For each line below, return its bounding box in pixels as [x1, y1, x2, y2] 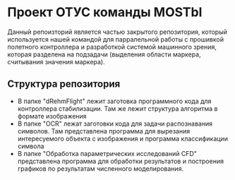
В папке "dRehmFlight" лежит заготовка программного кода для [17, 97, 212, 105]
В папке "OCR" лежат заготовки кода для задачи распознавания [17, 119, 213, 128]
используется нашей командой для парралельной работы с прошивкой [7, 35, 224, 43]
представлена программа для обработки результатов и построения [17, 157, 224, 165]
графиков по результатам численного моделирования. [17, 164, 184, 173]
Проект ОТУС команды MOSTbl [7, 4, 203, 20]
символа [17, 142, 44, 150]
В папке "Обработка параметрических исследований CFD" [17, 149, 198, 157]
